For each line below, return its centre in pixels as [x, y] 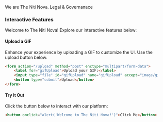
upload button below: [26, 57]
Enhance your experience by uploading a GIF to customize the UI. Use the [79, 52]
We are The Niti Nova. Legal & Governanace [49, 7]
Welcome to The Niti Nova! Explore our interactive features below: [71, 30]
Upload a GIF [18, 41]
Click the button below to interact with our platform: [57, 106]
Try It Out [15, 95]
